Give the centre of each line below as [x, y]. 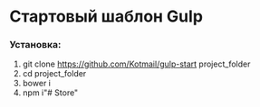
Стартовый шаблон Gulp [106, 17]
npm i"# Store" [50, 93]
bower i [37, 84]
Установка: [35, 45]
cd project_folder [54, 74]
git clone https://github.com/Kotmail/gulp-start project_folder [136, 64]
